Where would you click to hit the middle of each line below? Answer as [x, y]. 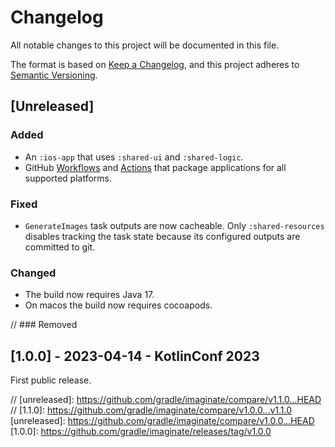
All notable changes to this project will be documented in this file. [145, 45]
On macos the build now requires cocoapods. [118, 305]
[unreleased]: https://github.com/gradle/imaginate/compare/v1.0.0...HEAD [162, 421]
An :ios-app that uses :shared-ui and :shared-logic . [134, 157]
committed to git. [60, 247]
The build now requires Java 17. [89, 295]
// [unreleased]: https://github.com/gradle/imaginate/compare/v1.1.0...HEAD [166, 400]
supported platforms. [68, 178]
